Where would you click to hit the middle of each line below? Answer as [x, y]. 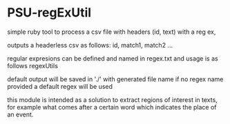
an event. [20, 114]
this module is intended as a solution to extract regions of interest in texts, [112, 100]
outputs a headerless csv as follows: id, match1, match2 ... [90, 45]
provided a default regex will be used [60, 86]
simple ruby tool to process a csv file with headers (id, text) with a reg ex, [112, 32]
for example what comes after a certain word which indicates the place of [112, 107]
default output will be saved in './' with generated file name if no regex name [115, 79]
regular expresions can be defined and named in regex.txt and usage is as [113, 58]
